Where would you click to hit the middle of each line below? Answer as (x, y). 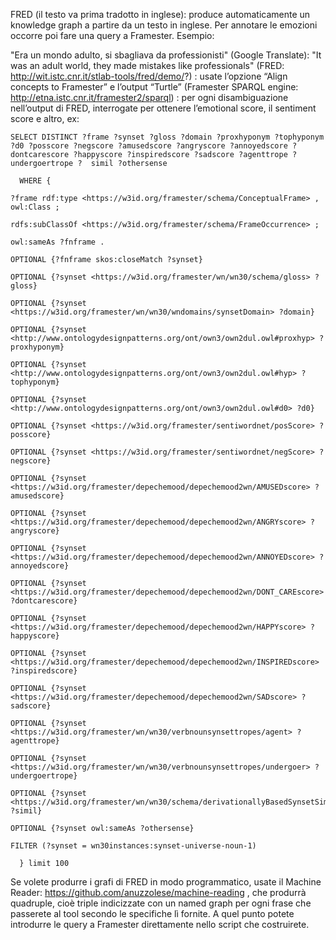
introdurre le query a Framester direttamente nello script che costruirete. (160, 924)
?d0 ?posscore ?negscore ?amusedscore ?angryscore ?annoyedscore (149, 146)
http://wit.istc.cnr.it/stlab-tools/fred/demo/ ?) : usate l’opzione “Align (149, 76)
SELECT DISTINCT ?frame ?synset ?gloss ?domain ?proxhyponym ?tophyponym (167, 137)
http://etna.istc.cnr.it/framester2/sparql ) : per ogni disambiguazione (149, 97)
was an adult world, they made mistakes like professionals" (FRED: (147, 65)
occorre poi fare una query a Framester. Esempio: (112, 35)
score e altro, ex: (45, 118)
